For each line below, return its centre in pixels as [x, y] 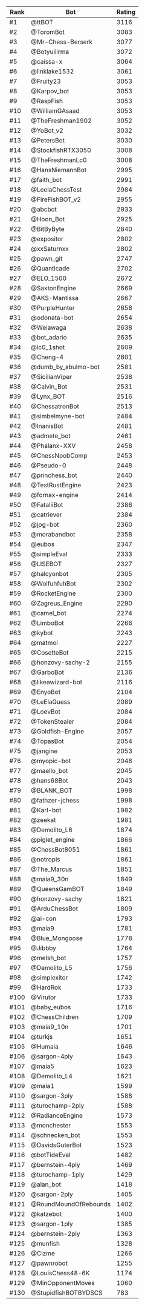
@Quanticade [50, 268]
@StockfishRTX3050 [61, 150]
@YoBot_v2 [47, 131]
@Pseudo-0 [49, 465]
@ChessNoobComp [59, 456]
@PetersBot [48, 140]
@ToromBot [48, 32]
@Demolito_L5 [52, 968]
